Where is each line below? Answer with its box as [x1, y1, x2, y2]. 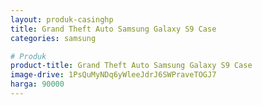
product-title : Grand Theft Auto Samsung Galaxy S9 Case [10, 61, 253, 71]
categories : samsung [10, 33, 97, 43]
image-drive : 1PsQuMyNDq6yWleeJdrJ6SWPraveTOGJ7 [10, 70, 217, 80]
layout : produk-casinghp [10, 14, 114, 25]
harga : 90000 [10, 79, 65, 90]
